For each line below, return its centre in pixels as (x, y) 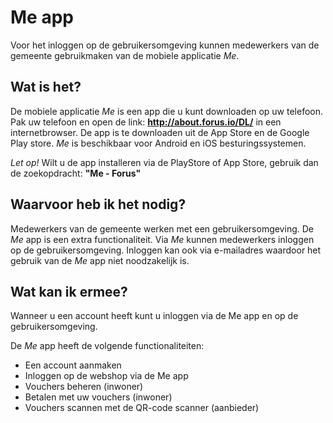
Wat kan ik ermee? (69, 291)
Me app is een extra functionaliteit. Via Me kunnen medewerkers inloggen (162, 239)
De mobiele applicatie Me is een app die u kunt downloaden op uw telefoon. (166, 111)
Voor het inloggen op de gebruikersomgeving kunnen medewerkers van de (165, 45)
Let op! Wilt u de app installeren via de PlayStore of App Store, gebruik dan (164, 162)
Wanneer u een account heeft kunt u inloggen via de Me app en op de (154, 316)
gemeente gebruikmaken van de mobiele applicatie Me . (125, 55)
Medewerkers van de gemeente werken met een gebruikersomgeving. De (162, 228)
